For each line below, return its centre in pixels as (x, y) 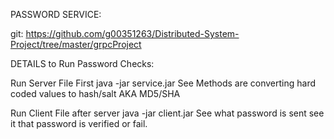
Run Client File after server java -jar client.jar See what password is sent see (167, 113)
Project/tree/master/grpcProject (76, 44)
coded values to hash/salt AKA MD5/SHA (95, 93)
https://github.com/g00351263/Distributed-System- (132, 33)
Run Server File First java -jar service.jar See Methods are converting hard (163, 83)
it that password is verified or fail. (79, 123)
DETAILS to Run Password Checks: (82, 63)
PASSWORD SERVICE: (56, 14)
